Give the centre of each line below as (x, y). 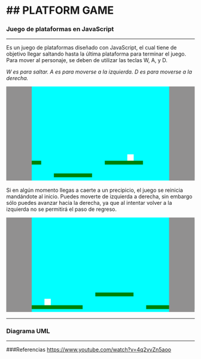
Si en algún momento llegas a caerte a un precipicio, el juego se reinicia (95, 190)
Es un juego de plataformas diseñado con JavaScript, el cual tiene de (92, 48)
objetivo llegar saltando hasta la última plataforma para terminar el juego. (96, 54)
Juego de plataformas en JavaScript (60, 29)
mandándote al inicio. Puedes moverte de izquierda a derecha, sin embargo (99, 197)
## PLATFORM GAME (60, 10)
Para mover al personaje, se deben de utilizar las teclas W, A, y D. (87, 60)
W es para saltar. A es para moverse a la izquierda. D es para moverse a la (99, 72)
